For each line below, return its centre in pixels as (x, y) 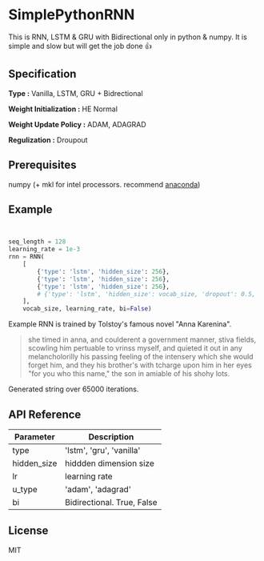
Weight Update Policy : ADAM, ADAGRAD (77, 124)
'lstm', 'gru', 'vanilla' (103, 450)
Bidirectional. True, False (111, 502)
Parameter (35, 436)
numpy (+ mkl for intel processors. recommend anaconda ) (104, 184)
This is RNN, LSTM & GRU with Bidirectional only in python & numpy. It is (128, 37)
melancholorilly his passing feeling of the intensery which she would (140, 357)
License (28, 531)
